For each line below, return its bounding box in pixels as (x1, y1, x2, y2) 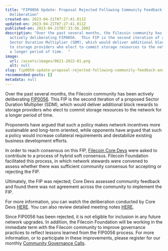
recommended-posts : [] (5, 72, 52, 77)
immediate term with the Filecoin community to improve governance (5, 224, 146, 230)
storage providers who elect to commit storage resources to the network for (5, 106, 162, 112)
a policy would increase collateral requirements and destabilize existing (5, 132, 152, 138)
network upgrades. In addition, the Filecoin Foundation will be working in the (5, 218, 163, 225)
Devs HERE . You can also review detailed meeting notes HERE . (5, 203, 134, 210)
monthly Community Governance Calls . (5, 240, 86, 246)
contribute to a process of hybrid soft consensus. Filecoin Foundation (5, 152, 148, 158)
